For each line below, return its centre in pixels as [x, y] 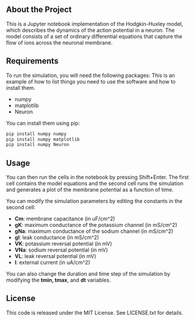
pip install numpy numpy [36, 134]
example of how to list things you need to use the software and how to [91, 81]
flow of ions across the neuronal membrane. [59, 42]
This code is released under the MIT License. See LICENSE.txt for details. [95, 312]
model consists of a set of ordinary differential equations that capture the [94, 36]
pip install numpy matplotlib [43, 139]
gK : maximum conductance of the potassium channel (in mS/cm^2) [96, 225]
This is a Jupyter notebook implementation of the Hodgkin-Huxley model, [95, 24]
